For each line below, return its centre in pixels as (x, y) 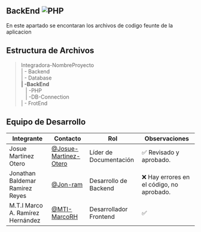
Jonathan (22, 173)
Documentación (112, 160)
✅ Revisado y (160, 152)
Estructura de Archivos (50, 51)
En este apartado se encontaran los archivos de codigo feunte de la (90, 25)
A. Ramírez (25, 213)
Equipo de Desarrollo (46, 122)
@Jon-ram (67, 185)
